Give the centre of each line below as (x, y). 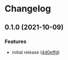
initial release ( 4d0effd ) (36, 52)
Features (16, 41)
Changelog (28, 9)
